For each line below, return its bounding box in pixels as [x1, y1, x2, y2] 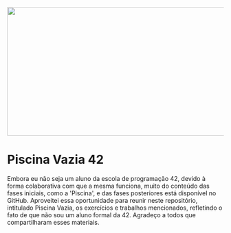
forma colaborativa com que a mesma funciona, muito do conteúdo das [7, 182, 210, 190]
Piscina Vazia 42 [7, 152, 104, 167]
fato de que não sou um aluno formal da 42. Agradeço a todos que [7, 210, 196, 219]
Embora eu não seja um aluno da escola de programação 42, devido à [7, 174, 206, 182]
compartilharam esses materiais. [7, 218, 100, 226]
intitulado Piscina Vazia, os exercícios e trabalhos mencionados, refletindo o [7, 204, 223, 212]
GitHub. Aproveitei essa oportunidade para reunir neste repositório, [7, 196, 198, 204]
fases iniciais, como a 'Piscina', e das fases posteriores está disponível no [7, 188, 217, 197]
